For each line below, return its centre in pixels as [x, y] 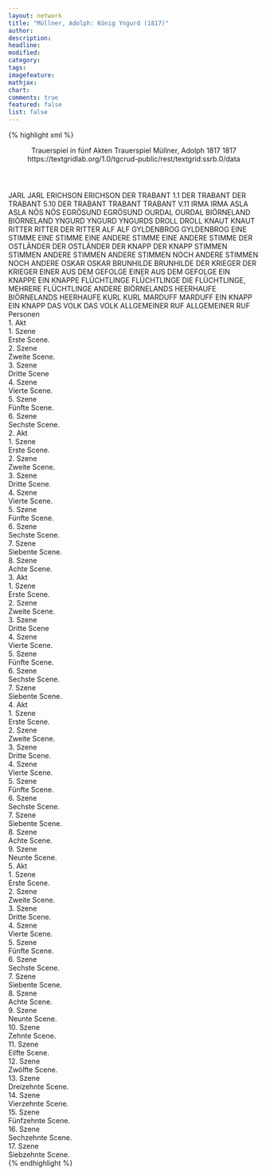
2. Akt [18, 433]
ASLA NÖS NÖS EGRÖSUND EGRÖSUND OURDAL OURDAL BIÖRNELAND [129, 212]
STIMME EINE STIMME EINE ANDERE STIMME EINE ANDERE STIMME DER [131, 238]
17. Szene [23, 1146]
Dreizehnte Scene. [39, 1087]
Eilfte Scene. [29, 1053]
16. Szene [24, 1129]
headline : [25, 46]
